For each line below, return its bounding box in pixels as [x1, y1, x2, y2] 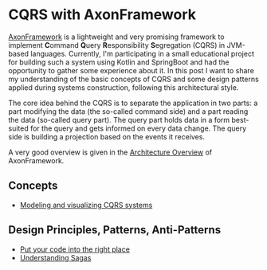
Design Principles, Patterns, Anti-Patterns [8, 223, 222, 237]
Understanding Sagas [19, 252, 92, 262]
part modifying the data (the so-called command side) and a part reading [8, 106, 249, 116]
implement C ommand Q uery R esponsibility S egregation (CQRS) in [8, 40, 226, 49]
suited [8, 123, 29, 133]
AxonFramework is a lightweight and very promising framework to [8, 32, 225, 41]
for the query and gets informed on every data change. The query [30, 123, 247, 133]
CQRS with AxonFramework [8, 6, 197, 24]
